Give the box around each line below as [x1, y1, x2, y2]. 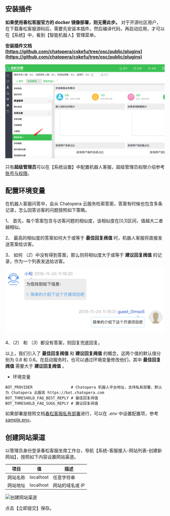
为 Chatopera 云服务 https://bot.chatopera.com [5, 390, 105, 395]
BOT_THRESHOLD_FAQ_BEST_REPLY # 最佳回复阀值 [5, 395, 99, 401]
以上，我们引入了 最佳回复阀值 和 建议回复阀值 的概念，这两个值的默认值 [5, 350, 157, 356]
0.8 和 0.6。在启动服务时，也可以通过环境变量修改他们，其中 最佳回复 [15, 356, 161, 363]
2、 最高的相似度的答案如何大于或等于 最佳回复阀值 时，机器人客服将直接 [5, 235, 158, 241]
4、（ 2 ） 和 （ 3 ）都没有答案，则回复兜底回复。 [5, 340, 103, 346]
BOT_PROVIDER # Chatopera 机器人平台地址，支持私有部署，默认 [5, 385, 162, 390]
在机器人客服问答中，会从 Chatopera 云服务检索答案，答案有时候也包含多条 [5, 201, 163, 207]
